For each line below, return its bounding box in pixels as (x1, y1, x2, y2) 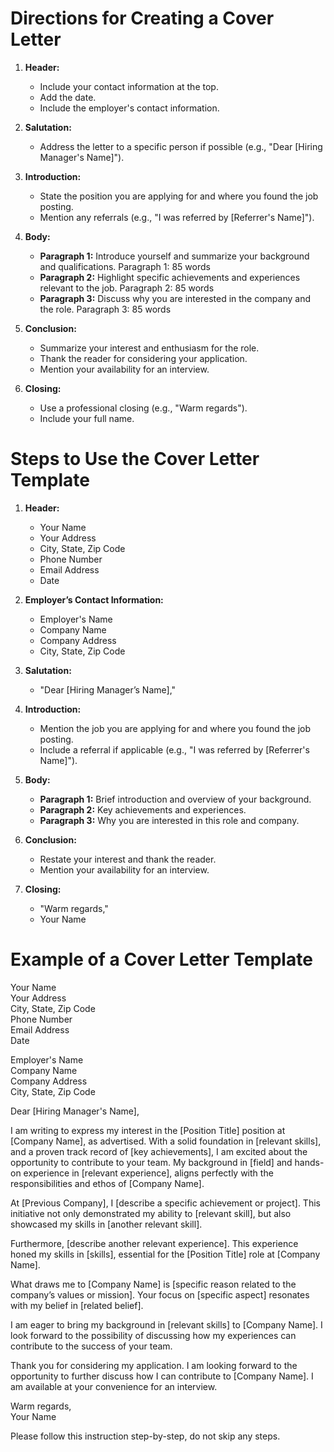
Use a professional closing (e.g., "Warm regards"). (39, 402, 248, 414)
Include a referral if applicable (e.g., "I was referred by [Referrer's (39, 743, 310, 756)
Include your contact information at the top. (39, 80, 219, 92)
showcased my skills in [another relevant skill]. (10, 1218, 203, 1230)
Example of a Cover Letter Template (10, 948, 313, 971)
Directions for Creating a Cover (10, 7, 275, 30)
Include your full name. (39, 412, 135, 424)
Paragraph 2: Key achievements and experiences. (39, 803, 247, 816)
